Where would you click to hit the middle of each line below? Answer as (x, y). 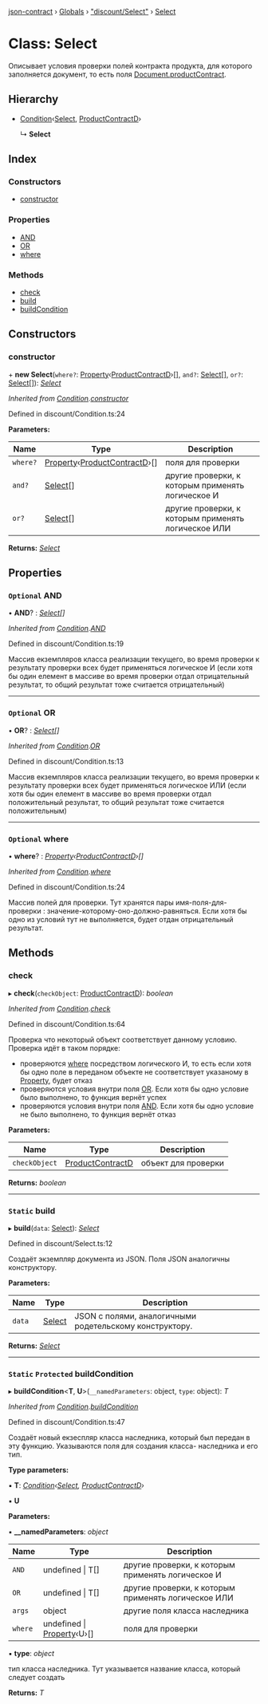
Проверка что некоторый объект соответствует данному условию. (123, 1039)
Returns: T (26, 1693)
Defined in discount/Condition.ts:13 (66, 761)
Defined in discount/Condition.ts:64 (67, 1024)
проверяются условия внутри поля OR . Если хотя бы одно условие (134, 1089)
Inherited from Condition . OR (54, 746)
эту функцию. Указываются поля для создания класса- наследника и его (133, 1446)
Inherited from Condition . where (60, 872)
